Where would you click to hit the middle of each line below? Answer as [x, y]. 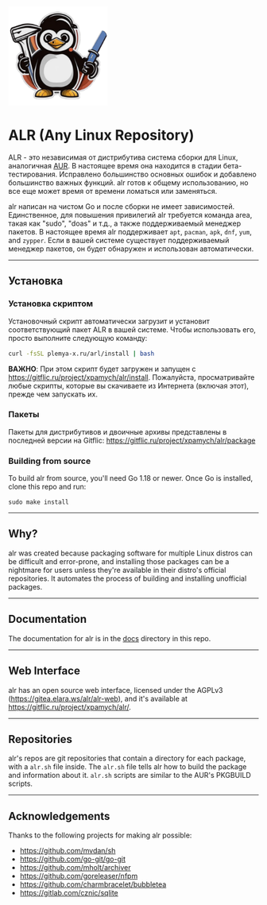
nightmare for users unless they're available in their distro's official [117, 570]
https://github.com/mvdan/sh [68, 851]
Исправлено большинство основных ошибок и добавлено [158, 174]
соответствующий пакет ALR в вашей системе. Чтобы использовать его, [132, 329]
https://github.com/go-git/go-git [72, 859]
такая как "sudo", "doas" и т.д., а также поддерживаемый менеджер [125, 223]
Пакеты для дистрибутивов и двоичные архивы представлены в [118, 431]
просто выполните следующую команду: [78, 338]
